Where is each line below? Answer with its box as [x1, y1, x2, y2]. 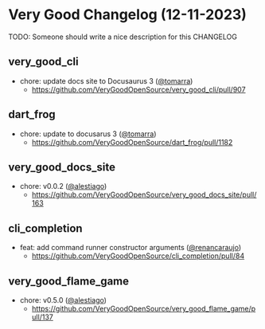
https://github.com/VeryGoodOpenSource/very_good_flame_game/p [31, 304, 256, 313]
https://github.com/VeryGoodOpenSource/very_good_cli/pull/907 [31, 84, 246, 94]
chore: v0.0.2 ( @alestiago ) [19, 182, 107, 191]
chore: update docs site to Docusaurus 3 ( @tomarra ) [19, 76, 193, 85]
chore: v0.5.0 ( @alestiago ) [19, 296, 107, 304]
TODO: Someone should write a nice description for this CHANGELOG [8, 32, 237, 41]
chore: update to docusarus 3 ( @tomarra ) [19, 129, 157, 139]
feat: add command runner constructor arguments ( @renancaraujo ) [19, 243, 242, 253]
